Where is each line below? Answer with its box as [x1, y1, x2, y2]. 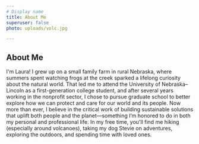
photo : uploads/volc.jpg [6, 25, 68, 31]
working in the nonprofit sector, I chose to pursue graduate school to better [6, 93, 191, 101]
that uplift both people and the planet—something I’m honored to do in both [6, 112, 191, 119]
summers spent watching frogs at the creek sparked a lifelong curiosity [6, 75, 181, 82]
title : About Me [6, 14, 46, 20]
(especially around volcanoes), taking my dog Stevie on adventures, [6, 125, 173, 132]
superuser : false [6, 20, 49, 25]
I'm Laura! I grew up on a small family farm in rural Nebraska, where [6, 68, 172, 75]
